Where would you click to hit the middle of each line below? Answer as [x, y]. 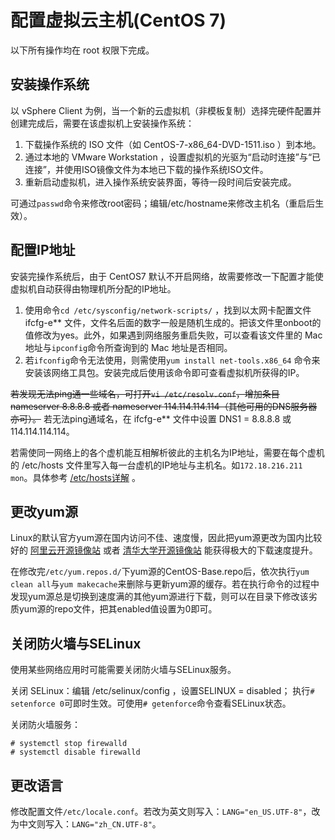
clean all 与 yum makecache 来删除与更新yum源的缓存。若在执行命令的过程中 [165, 584]
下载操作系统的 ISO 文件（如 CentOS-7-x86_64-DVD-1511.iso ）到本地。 [173, 144]
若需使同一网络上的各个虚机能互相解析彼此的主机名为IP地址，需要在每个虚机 [167, 452]
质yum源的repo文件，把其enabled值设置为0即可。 [114, 609]
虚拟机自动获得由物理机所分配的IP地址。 [93, 288]
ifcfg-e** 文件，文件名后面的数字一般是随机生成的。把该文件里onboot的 [173, 322]
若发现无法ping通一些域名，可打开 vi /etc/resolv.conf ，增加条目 [145, 393]
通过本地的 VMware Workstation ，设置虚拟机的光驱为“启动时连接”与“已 [173, 157]
